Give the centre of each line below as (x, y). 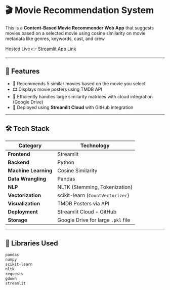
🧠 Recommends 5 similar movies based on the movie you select (79, 83)
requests (14, 274)
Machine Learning (30, 170)
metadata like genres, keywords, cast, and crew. (56, 39)
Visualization (24, 203)
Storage (18, 220)
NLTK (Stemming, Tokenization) (95, 187)
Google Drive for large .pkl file (94, 220)
